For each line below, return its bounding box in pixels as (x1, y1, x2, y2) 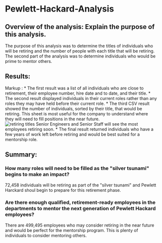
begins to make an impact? (5, 171, 70, 178)
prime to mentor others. (5, 58, 52, 64)
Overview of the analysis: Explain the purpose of (5, 23, 155, 31)
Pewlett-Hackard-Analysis (5, 3, 115, 14)
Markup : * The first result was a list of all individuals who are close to (5, 85, 144, 91)
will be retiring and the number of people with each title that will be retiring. (5, 48, 155, 54)
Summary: (5, 151, 37, 159)
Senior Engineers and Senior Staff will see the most (36, 121, 138, 127)
